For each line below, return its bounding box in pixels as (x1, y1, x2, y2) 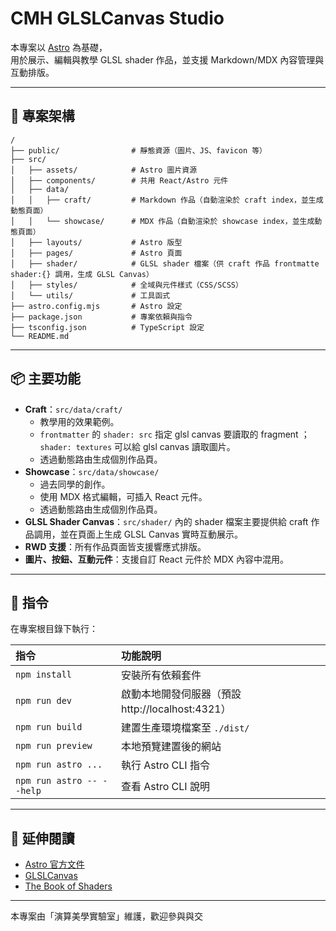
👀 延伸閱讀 (10, 830, 75, 847)
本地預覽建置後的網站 (120, 740, 222, 754)
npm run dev (15, 695, 73, 707)
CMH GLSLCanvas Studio (10, 7, 225, 30)
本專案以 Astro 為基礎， (10, 41, 108, 53)
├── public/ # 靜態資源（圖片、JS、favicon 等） (10, 145, 267, 156)
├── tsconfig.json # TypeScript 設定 (10, 322, 205, 332)
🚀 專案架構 (10, 108, 75, 125)
